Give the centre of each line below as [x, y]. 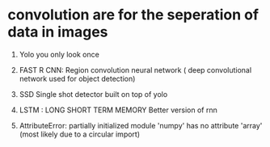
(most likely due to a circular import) [80, 134]
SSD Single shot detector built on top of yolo [93, 94]
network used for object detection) [77, 78]
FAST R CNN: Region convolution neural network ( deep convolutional [135, 69]
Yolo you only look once [59, 54]
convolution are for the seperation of [133, 15]
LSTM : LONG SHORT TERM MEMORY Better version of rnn [118, 110]
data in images [58, 32]
